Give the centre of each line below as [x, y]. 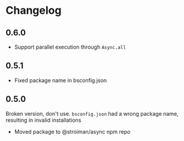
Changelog [34, 10]
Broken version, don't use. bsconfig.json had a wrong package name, [92, 113]
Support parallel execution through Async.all [70, 47]
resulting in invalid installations [43, 120]
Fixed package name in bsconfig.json [61, 80]
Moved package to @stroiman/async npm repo [72, 131]
